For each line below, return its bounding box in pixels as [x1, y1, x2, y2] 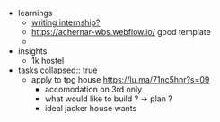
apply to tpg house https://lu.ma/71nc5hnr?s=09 [31, 74, 210, 84]
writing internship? [31, 17, 101, 28]
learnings [17, 8, 53, 18]
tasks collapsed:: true [17, 65, 98, 75]
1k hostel [31, 56, 65, 65]
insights [17, 46, 48, 57]
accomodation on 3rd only [44, 84, 143, 94]
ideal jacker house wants [44, 103, 137, 113]
